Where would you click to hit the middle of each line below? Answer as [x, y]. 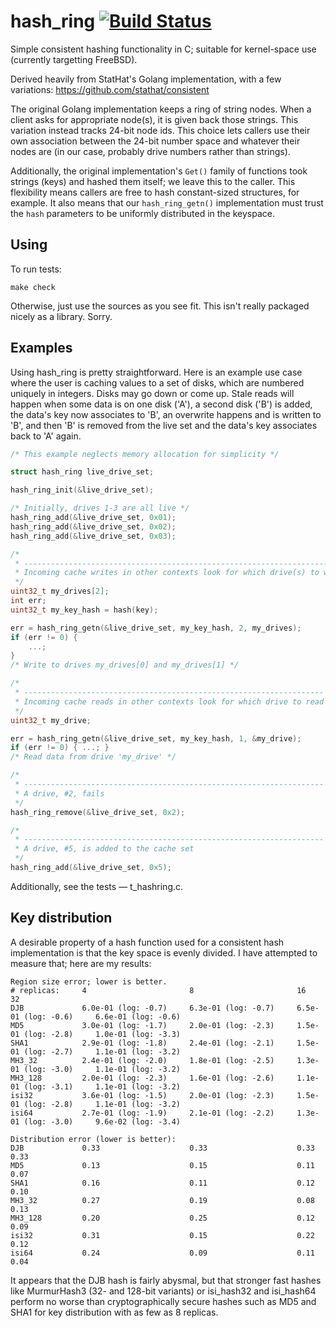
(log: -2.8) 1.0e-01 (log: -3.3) [102, 1034]
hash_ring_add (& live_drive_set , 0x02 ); [93, 526]
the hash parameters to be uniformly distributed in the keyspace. [142, 213]
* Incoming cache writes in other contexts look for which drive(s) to [167, 573]
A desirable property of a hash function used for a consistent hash [147, 942]
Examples [41, 348]
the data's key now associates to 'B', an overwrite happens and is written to [166, 414]
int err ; [28, 601]
